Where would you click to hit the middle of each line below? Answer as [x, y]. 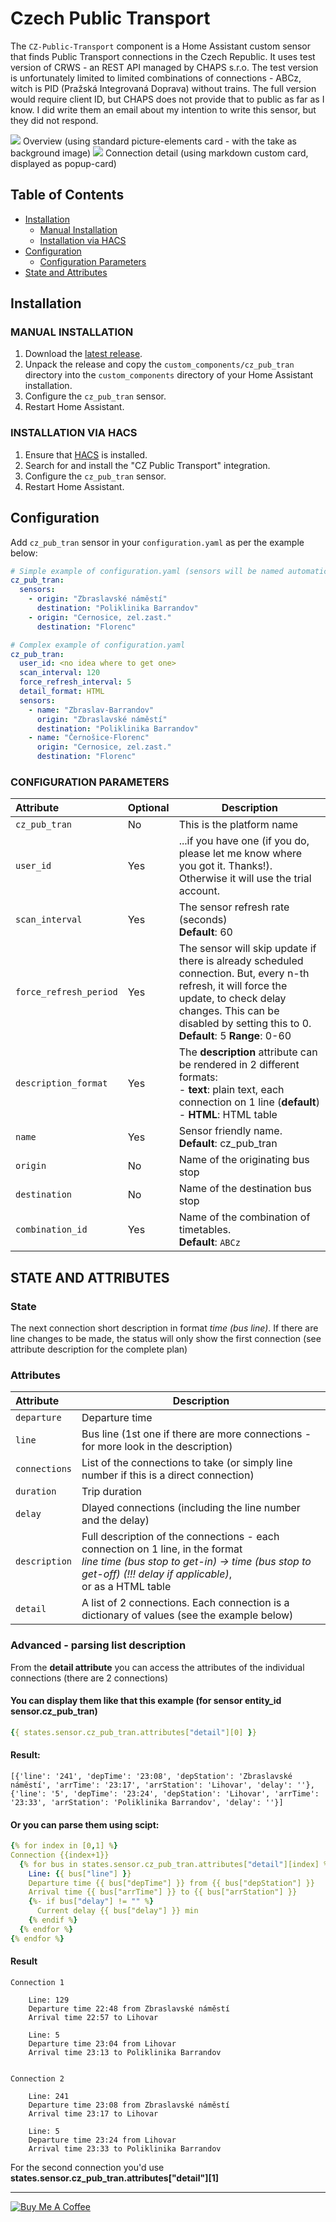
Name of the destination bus [245, 1189]
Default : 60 [205, 932]
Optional [148, 808]
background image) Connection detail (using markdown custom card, [159, 153]
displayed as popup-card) [63, 163]
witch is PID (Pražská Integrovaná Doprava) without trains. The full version [163, 88]
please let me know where [240, 854]
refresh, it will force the [233, 986]
